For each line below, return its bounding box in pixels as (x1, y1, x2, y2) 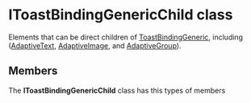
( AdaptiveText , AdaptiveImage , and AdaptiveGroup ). (8, 40, 182, 50)
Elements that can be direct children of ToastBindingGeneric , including (8, 32, 244, 42)
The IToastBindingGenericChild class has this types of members (8, 85, 226, 95)
